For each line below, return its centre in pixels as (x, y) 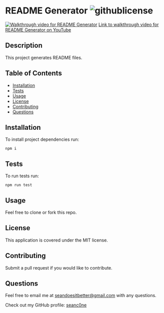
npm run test (19, 185)
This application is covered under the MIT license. (57, 240)
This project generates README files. (44, 57)
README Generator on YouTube (38, 29)
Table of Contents (34, 73)
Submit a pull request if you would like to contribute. (59, 268)
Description (24, 46)
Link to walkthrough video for (128, 24)
